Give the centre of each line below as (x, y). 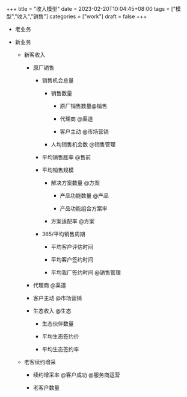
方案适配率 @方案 (73, 221)
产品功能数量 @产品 (84, 195)
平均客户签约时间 (72, 260)
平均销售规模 (58, 170)
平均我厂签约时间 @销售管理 (86, 272)
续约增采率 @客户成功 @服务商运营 (76, 375)
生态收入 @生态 (52, 311)
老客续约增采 (40, 362)
